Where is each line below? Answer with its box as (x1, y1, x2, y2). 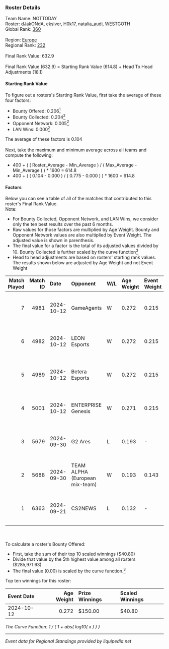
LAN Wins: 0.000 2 (12, 126, 50, 133)
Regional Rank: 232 (5, 42, 46, 48)
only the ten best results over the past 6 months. (12, 221, 113, 227)
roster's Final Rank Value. (5, 201, 58, 207)
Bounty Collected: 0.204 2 (12, 113, 66, 120)
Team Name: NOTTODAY (5, 16, 57, 22)
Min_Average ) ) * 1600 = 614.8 (12, 167, 77, 173)
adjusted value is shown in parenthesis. (12, 238, 95, 244)
